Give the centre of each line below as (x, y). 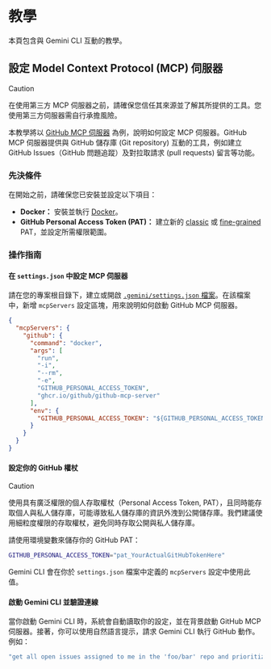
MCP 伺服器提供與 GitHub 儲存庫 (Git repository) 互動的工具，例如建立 (125, 142)
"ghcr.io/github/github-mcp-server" (99, 396)
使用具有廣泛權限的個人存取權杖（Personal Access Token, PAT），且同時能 (132, 503)
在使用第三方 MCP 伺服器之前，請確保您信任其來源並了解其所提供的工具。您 (135, 105)
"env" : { (44, 410)
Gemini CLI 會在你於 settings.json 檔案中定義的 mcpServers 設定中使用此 (130, 572)
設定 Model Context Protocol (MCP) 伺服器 (116, 68)
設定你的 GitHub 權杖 (44, 467)
